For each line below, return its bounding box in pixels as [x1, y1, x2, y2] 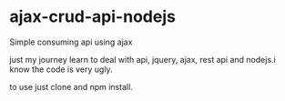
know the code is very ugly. [9, 64, 113, 75]
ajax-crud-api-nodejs [9, 6, 176, 27]
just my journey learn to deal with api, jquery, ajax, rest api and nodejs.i [9, 54, 276, 65]
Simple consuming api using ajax [9, 36, 133, 47]
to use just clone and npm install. [9, 81, 134, 92]
